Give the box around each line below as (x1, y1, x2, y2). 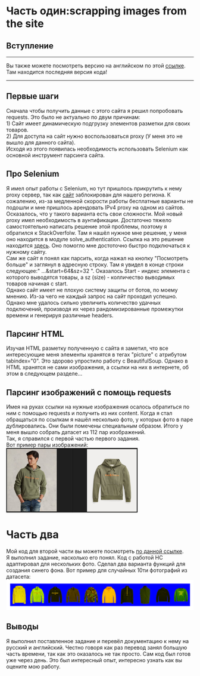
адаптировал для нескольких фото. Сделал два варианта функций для (6, 560, 186, 567)
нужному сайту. (6, 248, 47, 255)
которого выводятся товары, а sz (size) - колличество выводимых (6, 274, 175, 281)
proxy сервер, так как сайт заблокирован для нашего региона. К (6, 191, 171, 198)
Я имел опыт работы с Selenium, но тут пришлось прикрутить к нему (6, 185, 183, 192)
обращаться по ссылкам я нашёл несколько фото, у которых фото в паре (6, 416, 193, 423)
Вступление (6, 41, 54, 51)
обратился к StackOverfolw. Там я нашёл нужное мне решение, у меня (6, 229, 187, 236)
